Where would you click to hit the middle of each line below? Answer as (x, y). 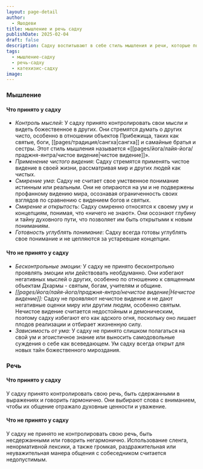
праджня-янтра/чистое (45, 155)
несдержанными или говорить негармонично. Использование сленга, (97, 440)
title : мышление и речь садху (44, 29)
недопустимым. (27, 459)
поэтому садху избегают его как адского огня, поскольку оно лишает (105, 318)
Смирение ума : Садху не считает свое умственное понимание (97, 181)
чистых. (25, 175)
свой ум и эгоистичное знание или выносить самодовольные (95, 337)
